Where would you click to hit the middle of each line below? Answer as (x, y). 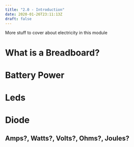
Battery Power (35, 75)
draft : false (18, 19)
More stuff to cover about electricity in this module (56, 33)
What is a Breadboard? (52, 53)
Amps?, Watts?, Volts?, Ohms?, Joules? (67, 138)
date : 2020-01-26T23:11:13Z (34, 14)
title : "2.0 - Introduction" (35, 10)
